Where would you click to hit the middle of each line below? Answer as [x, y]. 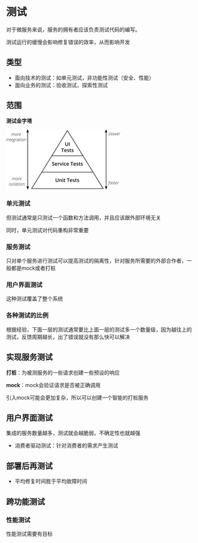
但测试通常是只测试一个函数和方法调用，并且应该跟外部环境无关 [83, 217]
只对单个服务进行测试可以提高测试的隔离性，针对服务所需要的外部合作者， [96, 261]
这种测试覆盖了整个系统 [34, 299]
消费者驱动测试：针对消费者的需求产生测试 [66, 446]
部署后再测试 [29, 466]
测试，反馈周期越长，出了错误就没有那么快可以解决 [68, 337]
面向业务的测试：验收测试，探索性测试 [61, 85]
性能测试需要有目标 [29, 534]
